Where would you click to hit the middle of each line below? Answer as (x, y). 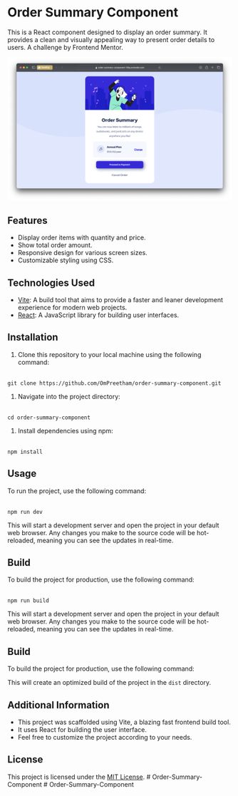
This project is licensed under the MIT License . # (79, 777)
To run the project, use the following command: (77, 491)
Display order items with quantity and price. (82, 238)
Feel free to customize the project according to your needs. (105, 738)
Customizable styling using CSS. (66, 260)
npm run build (29, 601)
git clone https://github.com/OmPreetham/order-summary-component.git (114, 383)
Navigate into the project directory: (69, 396)
